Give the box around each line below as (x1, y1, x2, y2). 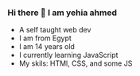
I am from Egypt (18, 33, 72, 43)
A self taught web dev (18, 25, 91, 35)
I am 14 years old (18, 42, 75, 51)
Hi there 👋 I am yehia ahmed (7, 7, 117, 18)
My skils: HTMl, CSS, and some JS (18, 59, 133, 68)
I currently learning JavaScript (18, 51, 119, 60)
